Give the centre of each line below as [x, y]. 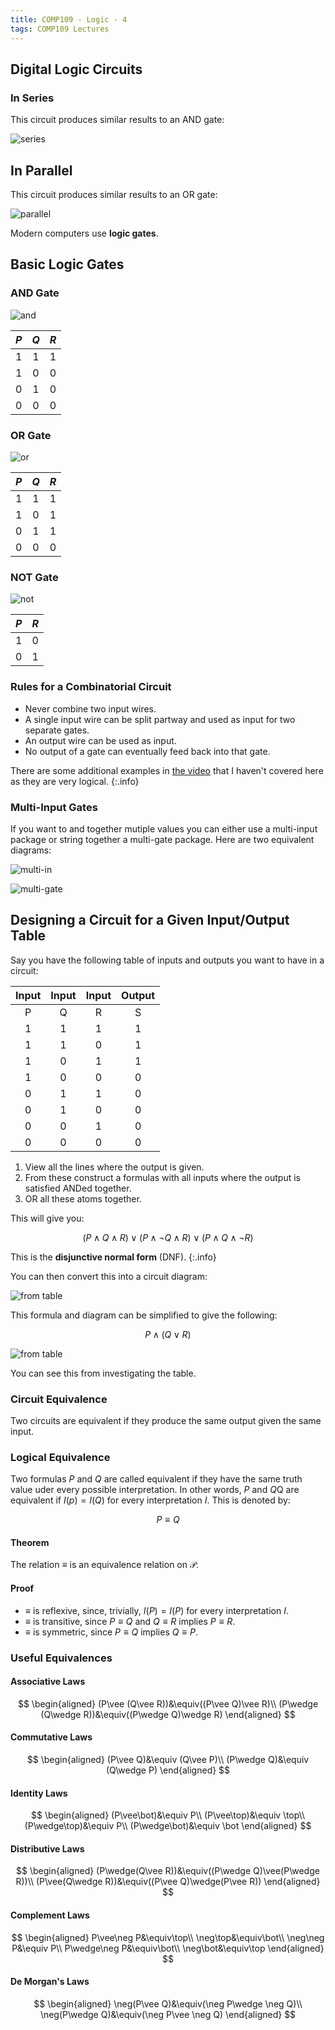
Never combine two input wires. [90, 708]
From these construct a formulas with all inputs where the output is [162, 1177]
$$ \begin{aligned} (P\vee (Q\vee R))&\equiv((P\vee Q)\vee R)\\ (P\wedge [168, 1703]
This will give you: [47, 1218]
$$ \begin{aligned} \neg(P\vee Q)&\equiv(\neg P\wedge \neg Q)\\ [168, 2003]
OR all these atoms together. [83, 1198]
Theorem [30, 1542]
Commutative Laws [51, 1737]
